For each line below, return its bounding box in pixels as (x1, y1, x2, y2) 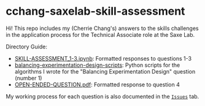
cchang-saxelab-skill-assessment (6, 4, 185, 18)
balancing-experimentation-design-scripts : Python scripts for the (14, 61, 180, 69)
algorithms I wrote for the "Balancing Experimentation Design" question (14, 67, 196, 75)
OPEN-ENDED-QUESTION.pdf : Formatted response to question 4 (14, 81, 180, 88)
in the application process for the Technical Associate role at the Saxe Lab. (6, 31, 195, 38)
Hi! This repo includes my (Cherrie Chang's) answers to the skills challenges (6, 25, 199, 32)
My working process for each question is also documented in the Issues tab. (6, 93, 199, 100)
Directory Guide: (6, 43, 47, 50)
